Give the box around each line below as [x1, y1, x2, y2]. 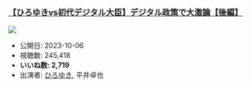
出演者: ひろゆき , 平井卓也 [19, 71, 104, 80]
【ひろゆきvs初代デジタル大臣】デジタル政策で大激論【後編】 [8, 6, 243, 17]
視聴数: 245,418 [19, 51, 71, 60]
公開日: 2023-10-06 [19, 41, 84, 50]
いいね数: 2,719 [19, 60, 70, 70]
